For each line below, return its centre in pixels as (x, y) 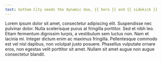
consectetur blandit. (25, 54)
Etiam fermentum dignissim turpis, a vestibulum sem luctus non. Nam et (77, 33)
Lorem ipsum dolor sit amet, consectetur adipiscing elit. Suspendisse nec (79, 23)
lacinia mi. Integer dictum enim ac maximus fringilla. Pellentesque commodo (81, 39)
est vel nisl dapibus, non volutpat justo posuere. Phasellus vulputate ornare (80, 44)
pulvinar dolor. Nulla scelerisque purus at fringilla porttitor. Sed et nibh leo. (80, 28)
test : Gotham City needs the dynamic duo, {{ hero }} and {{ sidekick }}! (82, 9)
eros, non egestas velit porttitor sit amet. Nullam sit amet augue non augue (80, 49)
